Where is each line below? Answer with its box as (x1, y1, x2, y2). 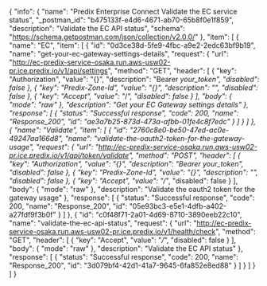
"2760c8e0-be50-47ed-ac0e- (129, 125, 230, 135)
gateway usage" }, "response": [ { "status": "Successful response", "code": (9, 193, 255, 202)
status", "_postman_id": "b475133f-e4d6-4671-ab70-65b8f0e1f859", (9, 15, 234, 25)
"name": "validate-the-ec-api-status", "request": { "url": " (9, 218, 197, 228)
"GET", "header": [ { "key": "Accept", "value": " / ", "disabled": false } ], (9, 235, 237, 245)
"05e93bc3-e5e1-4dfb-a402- (129, 202, 227, 210)
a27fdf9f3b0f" (9, 210, 56, 219)
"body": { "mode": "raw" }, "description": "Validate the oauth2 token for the (9, 185, 256, 194)
